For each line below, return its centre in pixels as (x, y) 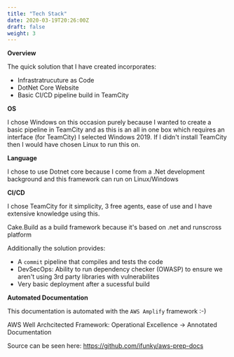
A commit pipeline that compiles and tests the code (90, 262)
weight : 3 (22, 33)
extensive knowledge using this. (54, 213)
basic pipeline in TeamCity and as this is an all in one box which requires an (116, 129)
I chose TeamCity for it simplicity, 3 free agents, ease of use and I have (110, 206)
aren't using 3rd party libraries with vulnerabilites (88, 276)
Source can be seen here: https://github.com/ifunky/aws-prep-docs (105, 346)
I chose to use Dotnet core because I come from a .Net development (106, 171)
